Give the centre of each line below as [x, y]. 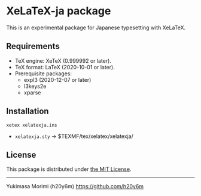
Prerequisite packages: [43, 73]
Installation [28, 111]
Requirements [33, 46]
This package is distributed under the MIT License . [69, 169]
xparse [32, 92]
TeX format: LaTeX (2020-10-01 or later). [65, 67]
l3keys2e [35, 86]
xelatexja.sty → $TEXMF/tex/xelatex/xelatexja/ [74, 136]
